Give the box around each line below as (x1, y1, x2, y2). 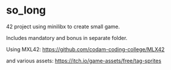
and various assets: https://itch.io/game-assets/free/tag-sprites (6, 57, 162, 64)
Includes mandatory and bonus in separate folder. (6, 34, 128, 41)
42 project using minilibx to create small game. (6, 23, 120, 30)
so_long (6, 4, 46, 17)
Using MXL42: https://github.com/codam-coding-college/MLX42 (6, 45, 165, 53)
